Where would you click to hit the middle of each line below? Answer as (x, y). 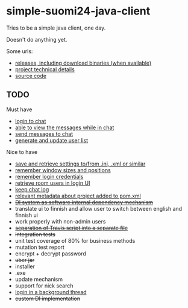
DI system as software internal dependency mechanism (84, 202)
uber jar (25, 260)
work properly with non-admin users (60, 221)
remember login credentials (49, 176)
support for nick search (44, 286)
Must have (19, 109)
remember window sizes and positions (63, 170)
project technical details (45, 69)
